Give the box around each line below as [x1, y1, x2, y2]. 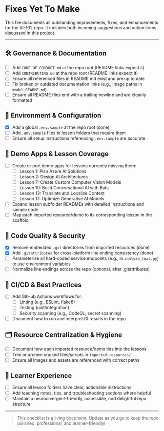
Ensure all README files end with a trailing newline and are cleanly [12, 92, 146, 98]
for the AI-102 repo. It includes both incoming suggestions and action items [5, 24, 157, 30]
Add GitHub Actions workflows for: [12, 294, 82, 299]
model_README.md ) [12, 87, 47, 92]
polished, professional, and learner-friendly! [17, 420, 106, 426]
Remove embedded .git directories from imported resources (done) [12, 245, 150, 251]
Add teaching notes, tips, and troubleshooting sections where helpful [12, 390, 151, 396]
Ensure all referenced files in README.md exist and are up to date [12, 76, 145, 81]
